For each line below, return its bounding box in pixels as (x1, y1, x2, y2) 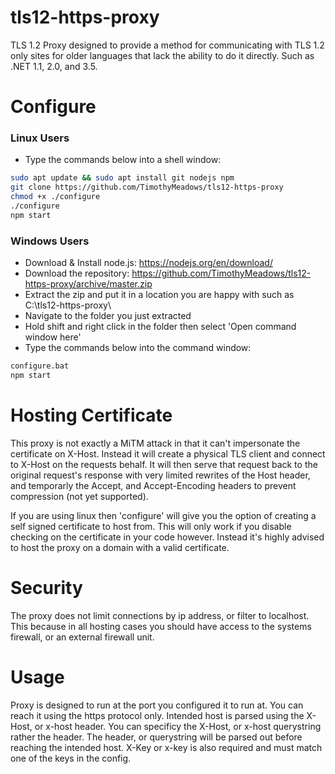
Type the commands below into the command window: (24, 342, 252, 354)
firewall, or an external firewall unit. (10, 631, 155, 643)
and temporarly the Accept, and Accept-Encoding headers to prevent (10, 479, 297, 491)
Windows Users (10, 234, 90, 248)
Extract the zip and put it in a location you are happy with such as (24, 289, 295, 301)
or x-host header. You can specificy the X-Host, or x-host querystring (34, 720, 322, 732)
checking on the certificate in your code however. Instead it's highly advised (10, 531, 325, 543)
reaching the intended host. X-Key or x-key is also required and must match (10, 741, 323, 753)
